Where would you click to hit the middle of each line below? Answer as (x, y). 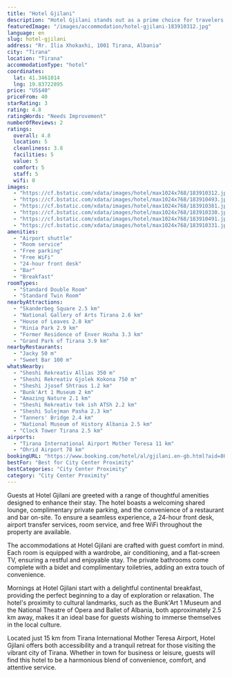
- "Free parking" (38, 251)
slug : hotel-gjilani (37, 39)
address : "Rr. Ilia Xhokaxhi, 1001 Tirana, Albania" (85, 46)
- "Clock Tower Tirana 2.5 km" (58, 431)
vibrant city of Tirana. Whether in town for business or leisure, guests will (111, 652)
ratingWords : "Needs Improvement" (57, 116)
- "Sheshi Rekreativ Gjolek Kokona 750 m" (75, 379)
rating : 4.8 (24, 110)
